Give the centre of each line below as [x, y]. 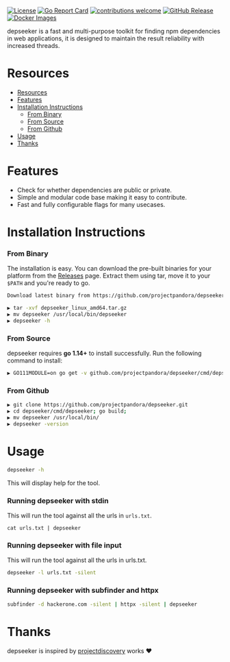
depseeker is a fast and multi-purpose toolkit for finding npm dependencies [114, 31]
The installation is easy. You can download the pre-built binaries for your [110, 269]
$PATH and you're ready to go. [49, 283]
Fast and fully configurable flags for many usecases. [91, 204]
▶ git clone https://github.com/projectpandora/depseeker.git [98, 405]
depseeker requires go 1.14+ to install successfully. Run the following [104, 354]
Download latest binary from [49, 296]
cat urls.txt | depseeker [44, 528]
